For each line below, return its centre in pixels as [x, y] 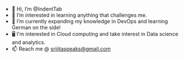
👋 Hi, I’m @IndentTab [37, 9]
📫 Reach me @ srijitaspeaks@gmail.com [61, 49]
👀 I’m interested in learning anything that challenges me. [79, 15]
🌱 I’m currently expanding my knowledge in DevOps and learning [90, 21]
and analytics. [28, 42]
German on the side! [36, 27]
